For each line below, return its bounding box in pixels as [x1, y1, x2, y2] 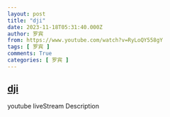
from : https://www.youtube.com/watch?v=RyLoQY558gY [7, 37, 163, 44]
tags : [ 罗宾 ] [7, 43, 50, 50]
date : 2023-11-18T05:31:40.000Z [7, 23, 103, 30]
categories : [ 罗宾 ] [7, 57, 69, 64]
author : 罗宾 [7, 30, 44, 38]
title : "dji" [7, 17, 46, 24]
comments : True [7, 50, 52, 57]
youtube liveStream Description [7, 101, 99, 110]
